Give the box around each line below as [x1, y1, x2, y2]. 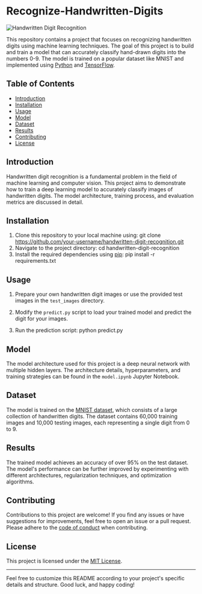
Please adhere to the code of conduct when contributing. [6, 524, 148, 531]
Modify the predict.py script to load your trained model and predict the [14, 308, 192, 316]
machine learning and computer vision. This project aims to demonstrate [6, 179, 186, 186]
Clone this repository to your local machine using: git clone [14, 231, 161, 239]
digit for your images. [14, 315, 68, 322]
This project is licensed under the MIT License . [6, 557, 123, 565]
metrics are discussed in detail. [6, 198, 84, 206]
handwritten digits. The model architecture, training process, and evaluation [6, 192, 194, 199]
